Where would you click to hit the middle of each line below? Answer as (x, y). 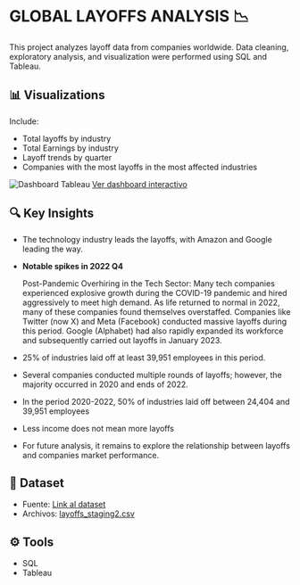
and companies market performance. (90, 455)
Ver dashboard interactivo (140, 184)
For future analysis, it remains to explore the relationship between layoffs (156, 445)
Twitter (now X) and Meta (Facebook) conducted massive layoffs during (154, 321)
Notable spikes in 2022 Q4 (72, 266)
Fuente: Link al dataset (64, 505)
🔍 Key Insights (52, 214)
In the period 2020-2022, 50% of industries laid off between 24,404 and (156, 401)
